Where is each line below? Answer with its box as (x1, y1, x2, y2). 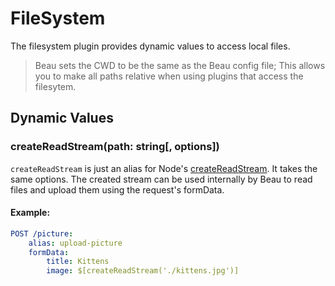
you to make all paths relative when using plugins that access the (34, 70, 304, 82)
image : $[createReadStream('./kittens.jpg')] (46, 266, 240, 276)
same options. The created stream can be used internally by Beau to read (10, 173, 313, 185)
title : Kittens (46, 257, 110, 267)
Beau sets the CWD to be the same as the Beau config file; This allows (34, 59, 326, 71)
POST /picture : (10, 228, 74, 239)
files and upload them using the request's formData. (10, 183, 225, 196)
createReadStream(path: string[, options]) (10, 140, 220, 154)
